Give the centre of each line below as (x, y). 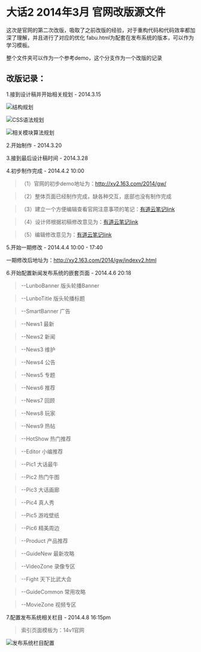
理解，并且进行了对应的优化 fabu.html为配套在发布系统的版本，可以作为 (105, 37)
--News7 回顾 (38, 400)
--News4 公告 (38, 362)
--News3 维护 (38, 349)
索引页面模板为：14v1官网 (53, 630)
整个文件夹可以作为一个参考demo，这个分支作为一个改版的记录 (84, 58)
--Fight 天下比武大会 (46, 579)
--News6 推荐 (38, 387)
